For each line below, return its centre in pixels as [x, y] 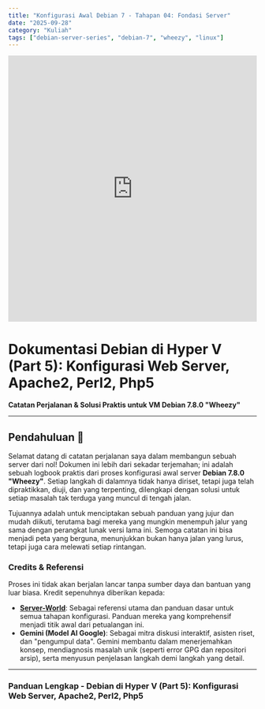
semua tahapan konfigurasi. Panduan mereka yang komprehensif [125, 617]
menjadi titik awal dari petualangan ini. [82, 625]
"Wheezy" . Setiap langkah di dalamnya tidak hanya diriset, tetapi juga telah [131, 481]
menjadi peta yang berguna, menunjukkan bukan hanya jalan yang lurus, [126, 538]
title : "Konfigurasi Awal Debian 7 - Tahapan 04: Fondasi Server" [119, 15]
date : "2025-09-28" [40, 23]
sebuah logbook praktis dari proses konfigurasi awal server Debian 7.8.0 [126, 473]
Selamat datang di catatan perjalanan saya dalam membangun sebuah [122, 456]
